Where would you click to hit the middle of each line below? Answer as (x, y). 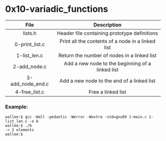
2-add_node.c (30, 66)
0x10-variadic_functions (57, 9)
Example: (17, 106)
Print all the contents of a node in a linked (107, 41)
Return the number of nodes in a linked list (107, 55)
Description (108, 25)
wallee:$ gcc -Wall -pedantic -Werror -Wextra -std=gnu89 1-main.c (76, 117)
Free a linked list (107, 92)
